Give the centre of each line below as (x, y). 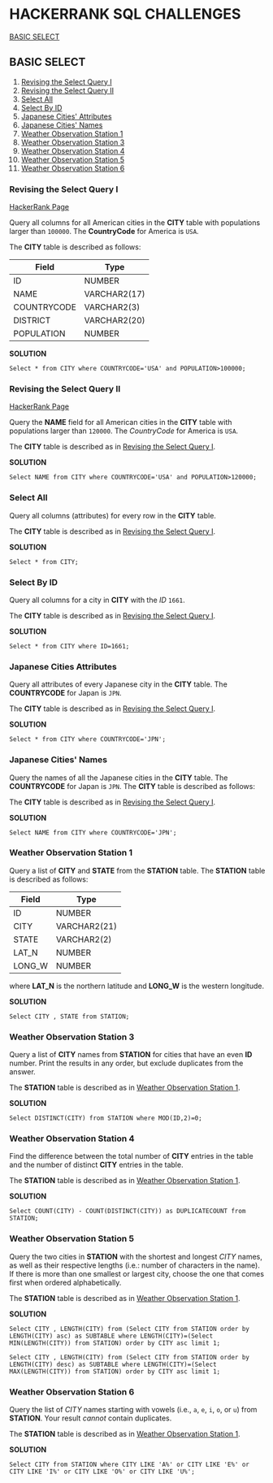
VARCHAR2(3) (112, 307)
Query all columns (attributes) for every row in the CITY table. (113, 515)
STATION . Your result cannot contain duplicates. (91, 1418)
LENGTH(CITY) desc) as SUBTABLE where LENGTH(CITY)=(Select (113, 1364)
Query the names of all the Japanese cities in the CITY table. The (119, 778)
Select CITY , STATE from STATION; (69, 1017)
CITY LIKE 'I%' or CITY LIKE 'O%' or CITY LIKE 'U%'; (102, 1472)
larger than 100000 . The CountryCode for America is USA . (104, 232)
